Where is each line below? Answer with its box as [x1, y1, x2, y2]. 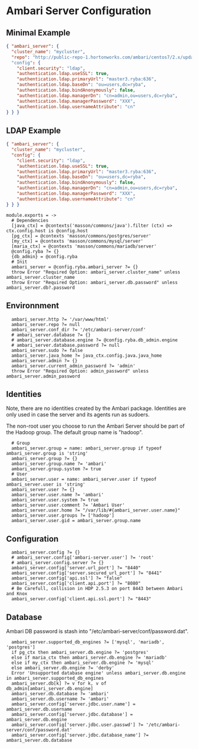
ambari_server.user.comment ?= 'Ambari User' [11, 502, 126, 509]
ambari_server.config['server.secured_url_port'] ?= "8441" [11, 570, 162, 577]
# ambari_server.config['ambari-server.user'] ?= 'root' [11, 555, 154, 561]
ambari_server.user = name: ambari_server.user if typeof [11, 477, 157, 483]
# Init [11, 259, 28, 265]
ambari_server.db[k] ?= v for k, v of [11, 680, 107, 686]
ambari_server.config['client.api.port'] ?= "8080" [11, 581, 141, 587]
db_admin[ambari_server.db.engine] [6, 685, 94, 692]
